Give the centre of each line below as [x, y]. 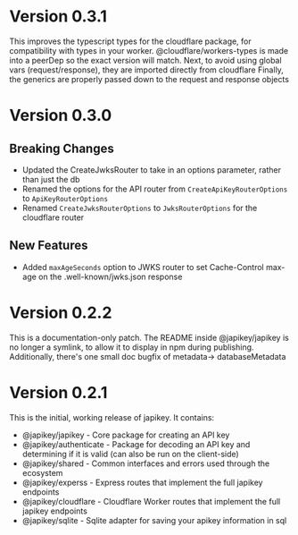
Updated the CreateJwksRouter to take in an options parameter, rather [152, 170]
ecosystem [42, 472]
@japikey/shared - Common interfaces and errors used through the [146, 463]
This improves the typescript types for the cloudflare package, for [130, 41]
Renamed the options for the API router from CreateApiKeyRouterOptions [155, 189]
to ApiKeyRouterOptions [65, 198]
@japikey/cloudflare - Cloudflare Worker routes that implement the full [151, 501]
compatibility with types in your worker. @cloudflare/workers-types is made [149, 50]
